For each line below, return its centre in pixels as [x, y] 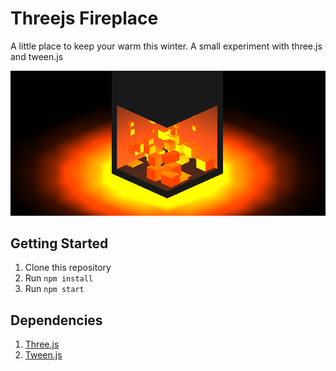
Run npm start [54, 289]
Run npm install [59, 278]
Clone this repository [68, 268]
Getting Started [59, 243]
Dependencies [56, 320]
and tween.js [37, 56]
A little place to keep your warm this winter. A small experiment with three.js [166, 46]
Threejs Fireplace [84, 18]
